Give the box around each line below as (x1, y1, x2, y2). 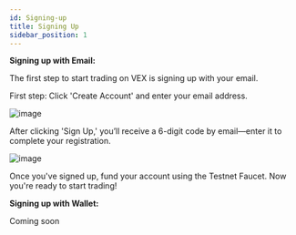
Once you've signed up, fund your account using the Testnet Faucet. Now (9, 170, 287, 182)
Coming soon (9, 216, 60, 227)
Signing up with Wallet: (9, 198, 99, 209)
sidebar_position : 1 (9, 30, 88, 39)
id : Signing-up (9, 13, 67, 23)
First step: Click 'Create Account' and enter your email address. (9, 90, 248, 101)
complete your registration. (9, 136, 111, 147)
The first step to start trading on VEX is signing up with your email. (9, 73, 259, 84)
